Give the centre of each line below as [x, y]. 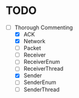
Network [34, 41]
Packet [32, 48]
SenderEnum [40, 82]
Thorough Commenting [44, 27]
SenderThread [42, 89]
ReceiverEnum [42, 62]
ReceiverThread [43, 69]
